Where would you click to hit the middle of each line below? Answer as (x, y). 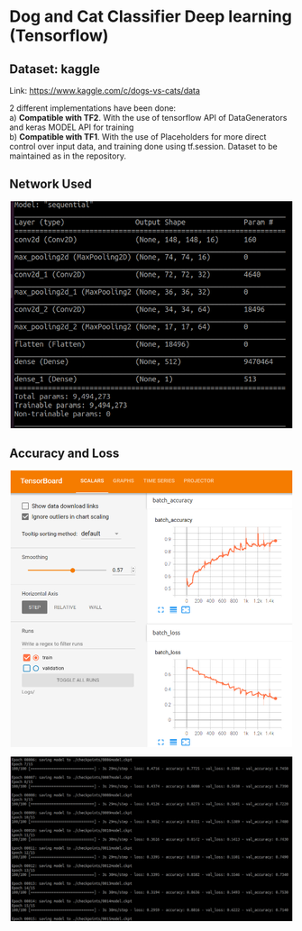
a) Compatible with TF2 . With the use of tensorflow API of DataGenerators (148, 118)
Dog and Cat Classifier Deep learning (151, 17)
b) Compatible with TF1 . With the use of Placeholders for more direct (138, 137)
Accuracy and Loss (64, 454)
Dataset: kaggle (55, 69)
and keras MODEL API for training (72, 127)
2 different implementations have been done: (93, 108)
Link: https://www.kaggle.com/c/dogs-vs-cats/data (105, 91)
